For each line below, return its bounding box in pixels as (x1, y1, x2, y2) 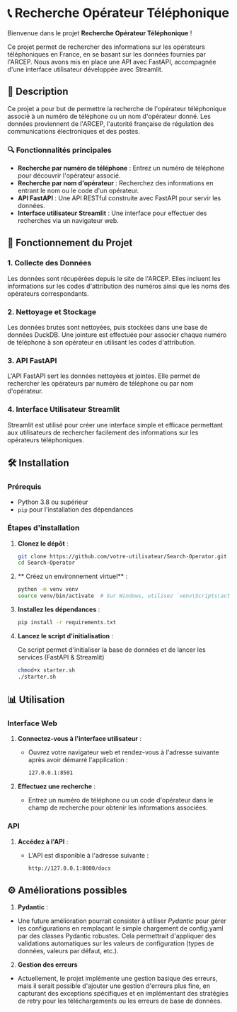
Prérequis (7, 481, 42, 491)
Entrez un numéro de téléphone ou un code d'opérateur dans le (28, 796, 214, 805)
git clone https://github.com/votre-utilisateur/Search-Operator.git (17, 553, 228, 560)
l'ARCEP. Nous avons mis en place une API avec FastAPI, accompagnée (7, 57, 216, 66)
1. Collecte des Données (7, 258, 92, 268)
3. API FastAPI (7, 355, 57, 365)
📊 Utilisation (7, 694, 65, 706)
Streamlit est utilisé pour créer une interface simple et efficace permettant (7, 420, 224, 429)
